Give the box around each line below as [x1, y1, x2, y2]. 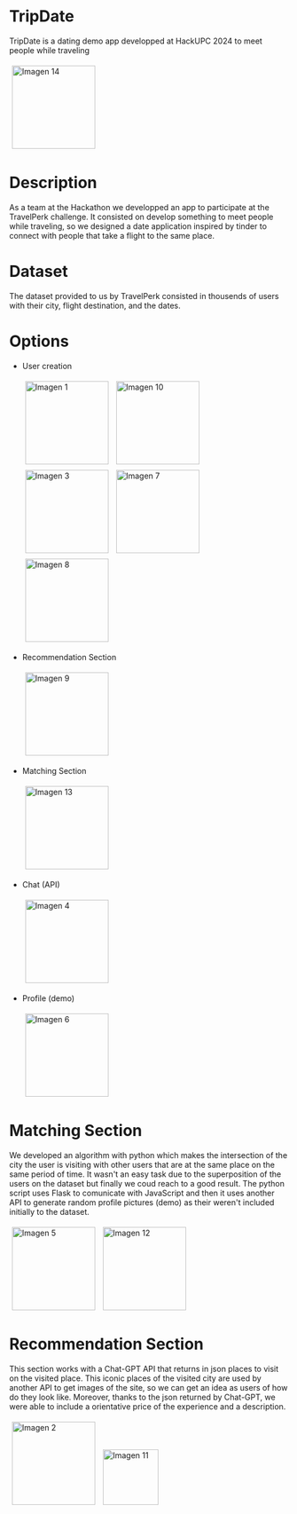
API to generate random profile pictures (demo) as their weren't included [9, 1196, 275, 1208]
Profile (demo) [21, 992, 75, 1004]
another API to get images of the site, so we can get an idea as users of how [9, 1382, 288, 1392]
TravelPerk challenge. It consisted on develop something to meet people [9, 211, 274, 222]
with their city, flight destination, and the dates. [9, 300, 181, 311]
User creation [21, 360, 73, 371]
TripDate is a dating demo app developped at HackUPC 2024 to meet [9, 35, 263, 46]
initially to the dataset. [9, 1206, 90, 1217]
